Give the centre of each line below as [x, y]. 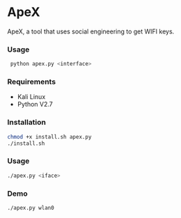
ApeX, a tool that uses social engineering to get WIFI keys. [91, 31]
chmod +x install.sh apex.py [49, 137]
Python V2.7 [35, 104]
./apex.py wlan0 [31, 208]
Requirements [32, 82]
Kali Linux [31, 97]
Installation [27, 123]
